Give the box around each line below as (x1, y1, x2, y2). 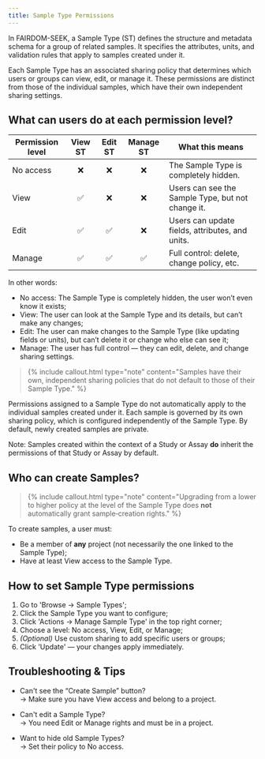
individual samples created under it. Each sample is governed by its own (8, 408, 243, 417)
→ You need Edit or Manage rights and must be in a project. (19, 718, 214, 727)
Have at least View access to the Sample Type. (19, 556, 173, 565)
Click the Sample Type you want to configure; (19, 609, 168, 618)
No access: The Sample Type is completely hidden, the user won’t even (19, 293, 253, 302)
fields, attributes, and (169, 225, 248, 236)
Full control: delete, (169, 248, 240, 259)
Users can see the (169, 182, 237, 194)
